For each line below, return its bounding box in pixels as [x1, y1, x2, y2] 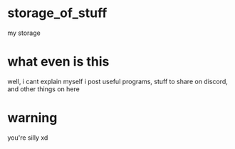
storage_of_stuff [7, 5, 108, 21]
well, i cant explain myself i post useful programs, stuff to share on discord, [7, 77, 228, 86]
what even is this [7, 53, 110, 70]
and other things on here [7, 84, 80, 93]
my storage [7, 29, 41, 37]
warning [7, 110, 58, 126]
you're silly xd [7, 133, 48, 142]
